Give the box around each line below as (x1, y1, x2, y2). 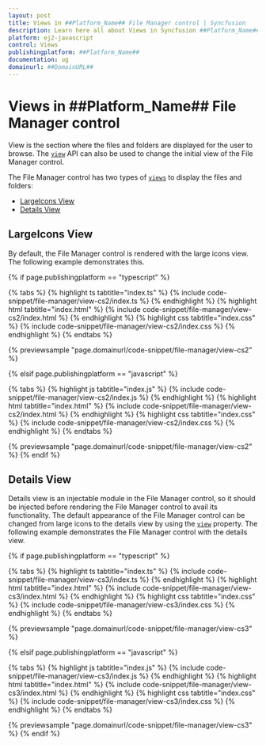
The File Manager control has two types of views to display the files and (8, 172, 242, 182)
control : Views (8, 41, 59, 49)
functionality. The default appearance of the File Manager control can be (8, 511, 245, 520)
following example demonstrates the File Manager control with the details (8, 527, 248, 537)
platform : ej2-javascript (8, 33, 93, 42)
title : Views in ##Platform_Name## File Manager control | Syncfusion (8, 19, 246, 27)
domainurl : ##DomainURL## (8, 63, 93, 71)
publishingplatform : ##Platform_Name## (8, 48, 140, 56)
